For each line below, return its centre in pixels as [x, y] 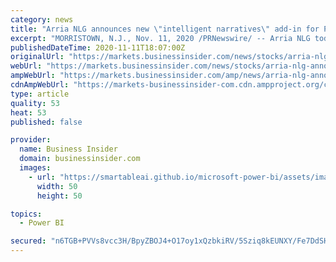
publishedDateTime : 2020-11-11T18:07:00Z [98, 47]
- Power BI [42, 223]
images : [35, 168]
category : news [42, 19]
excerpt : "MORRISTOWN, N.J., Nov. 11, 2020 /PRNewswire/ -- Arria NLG [160, 38]
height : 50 [59, 196]
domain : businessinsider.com [80, 159]
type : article [40, 94]
